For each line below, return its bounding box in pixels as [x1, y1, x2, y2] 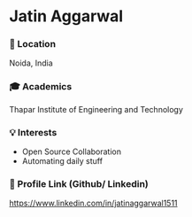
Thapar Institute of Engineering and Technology [9, 104, 184, 114]
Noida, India [9, 58, 53, 68]
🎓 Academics [9, 81, 73, 93]
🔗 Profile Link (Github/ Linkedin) [9, 178, 149, 190]
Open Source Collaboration [21, 146, 122, 157]
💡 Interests [9, 126, 58, 138]
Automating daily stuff [21, 156, 104, 167]
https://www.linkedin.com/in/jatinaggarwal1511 [9, 198, 179, 209]
